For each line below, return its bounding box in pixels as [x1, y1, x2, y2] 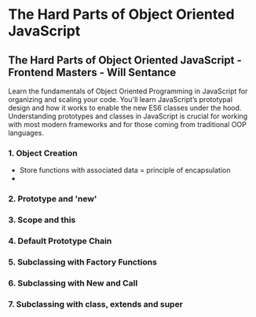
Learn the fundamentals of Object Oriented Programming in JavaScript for [8, 86, 248, 96]
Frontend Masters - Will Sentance [8, 65, 177, 79]
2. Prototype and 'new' [8, 194, 97, 205]
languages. [8, 128, 45, 137]
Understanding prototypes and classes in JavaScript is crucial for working [8, 111, 248, 121]
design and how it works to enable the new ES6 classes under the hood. [8, 104, 242, 112]
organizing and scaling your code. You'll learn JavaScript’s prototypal [8, 95, 233, 104]
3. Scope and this [8, 214, 76, 225]
